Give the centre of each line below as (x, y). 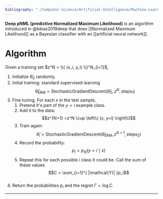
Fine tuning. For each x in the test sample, (54, 100)
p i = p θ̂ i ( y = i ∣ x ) (89, 151)
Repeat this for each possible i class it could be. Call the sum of (83, 160)
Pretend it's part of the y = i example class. (62, 105)
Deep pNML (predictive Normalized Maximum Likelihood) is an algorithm (79, 23)
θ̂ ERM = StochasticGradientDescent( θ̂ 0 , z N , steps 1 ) (85, 91)
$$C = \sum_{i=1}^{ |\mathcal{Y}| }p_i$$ (89, 173)
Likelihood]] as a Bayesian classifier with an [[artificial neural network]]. (76, 34)
